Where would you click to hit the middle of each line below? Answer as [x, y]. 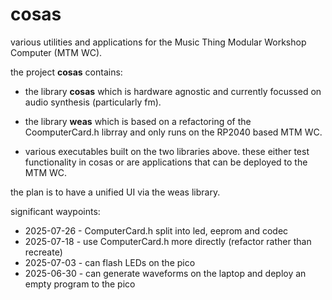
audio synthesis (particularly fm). [93, 102]
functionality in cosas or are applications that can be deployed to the [166, 162]
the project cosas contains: [66, 72]
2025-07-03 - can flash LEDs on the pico [110, 262]
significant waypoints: [55, 211]
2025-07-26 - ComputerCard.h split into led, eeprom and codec [156, 230]
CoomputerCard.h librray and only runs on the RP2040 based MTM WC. [173, 132]
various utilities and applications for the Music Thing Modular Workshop [158, 42]
